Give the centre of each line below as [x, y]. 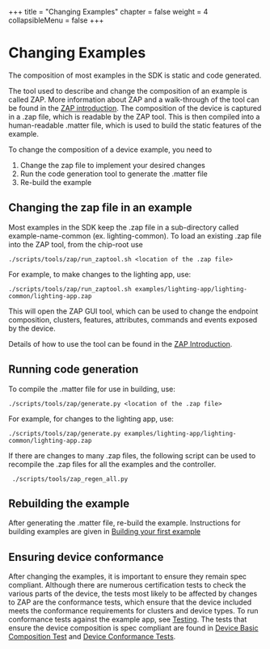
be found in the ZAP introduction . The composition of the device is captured [135, 107]
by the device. [32, 328]
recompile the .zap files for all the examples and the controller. [112, 464]
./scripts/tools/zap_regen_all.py [70, 479]
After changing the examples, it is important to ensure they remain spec [128, 576]
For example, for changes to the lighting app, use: [91, 419]
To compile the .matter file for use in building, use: [92, 389]
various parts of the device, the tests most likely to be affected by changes [133, 594]
